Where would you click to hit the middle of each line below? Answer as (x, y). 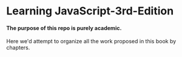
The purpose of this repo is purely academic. (64, 28)
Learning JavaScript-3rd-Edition (90, 11)
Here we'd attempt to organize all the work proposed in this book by (91, 41)
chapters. (18, 48)
